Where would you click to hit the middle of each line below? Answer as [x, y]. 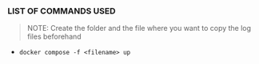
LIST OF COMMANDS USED [62, 11]
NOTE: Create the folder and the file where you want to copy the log [139, 28]
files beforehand [54, 36]
